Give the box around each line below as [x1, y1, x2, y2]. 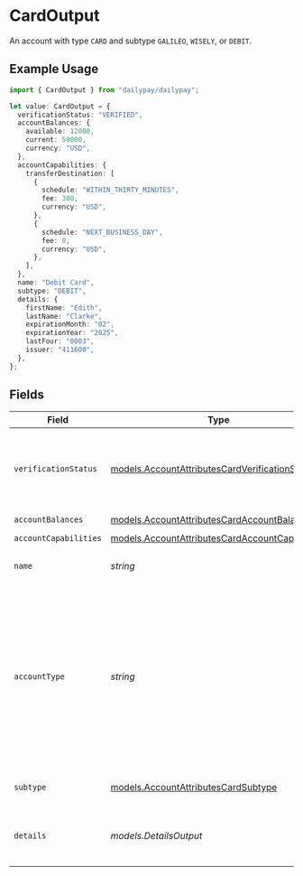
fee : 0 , [41, 236, 70, 245]
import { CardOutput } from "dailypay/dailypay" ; [9, 85, 200, 95]
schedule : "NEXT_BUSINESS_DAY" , [41, 228, 164, 237]
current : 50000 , [25, 135, 87, 144]
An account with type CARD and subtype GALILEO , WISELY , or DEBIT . [9, 35, 252, 46]
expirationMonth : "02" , [25, 320, 115, 330]
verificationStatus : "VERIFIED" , [17, 110, 143, 119]
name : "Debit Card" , [17, 278, 95, 287]
